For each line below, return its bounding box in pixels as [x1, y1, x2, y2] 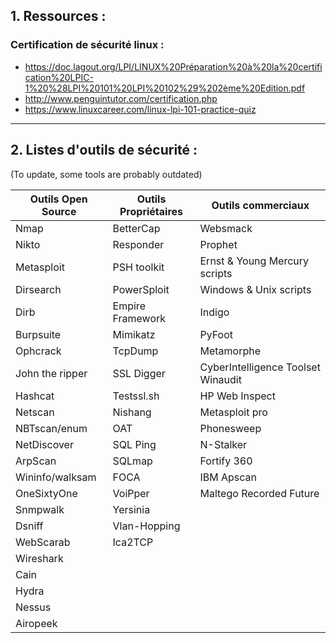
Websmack [199, 221, 253, 235]
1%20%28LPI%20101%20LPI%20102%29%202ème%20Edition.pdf [24, 82, 306, 94]
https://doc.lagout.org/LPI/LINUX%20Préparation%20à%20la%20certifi [24, 60, 323, 73]
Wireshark [15, 551, 64, 565]
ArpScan [15, 454, 57, 468]
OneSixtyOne [15, 486, 78, 500]
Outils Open [29, 192, 88, 206]
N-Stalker [199, 437, 248, 451]
